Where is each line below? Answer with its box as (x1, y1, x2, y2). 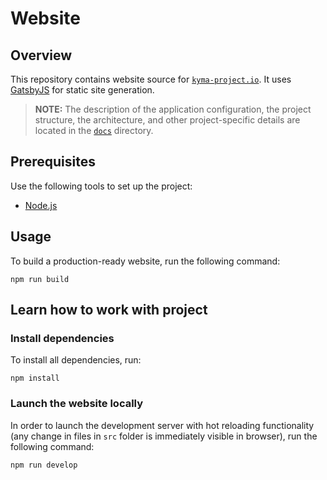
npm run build (10, 274, 70, 284)
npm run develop (10, 460, 78, 470)
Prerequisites (10, 153, 96, 171)
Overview (10, 47, 73, 64)
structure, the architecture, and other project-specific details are (34, 114, 301, 126)
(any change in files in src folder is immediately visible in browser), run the (10, 430, 318, 442)
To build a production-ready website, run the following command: (10, 255, 281, 267)
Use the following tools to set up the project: (10, 180, 193, 192)
